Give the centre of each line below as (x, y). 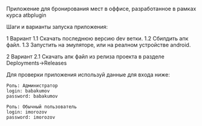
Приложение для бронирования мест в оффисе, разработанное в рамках (101, 9)
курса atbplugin (26, 15)
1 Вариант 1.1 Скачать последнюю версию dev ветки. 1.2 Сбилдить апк (97, 38)
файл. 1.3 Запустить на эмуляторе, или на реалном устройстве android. (99, 45)
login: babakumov (28, 91)
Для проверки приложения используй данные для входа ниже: (88, 74)
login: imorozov (27, 112)
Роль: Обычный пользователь (42, 107)
